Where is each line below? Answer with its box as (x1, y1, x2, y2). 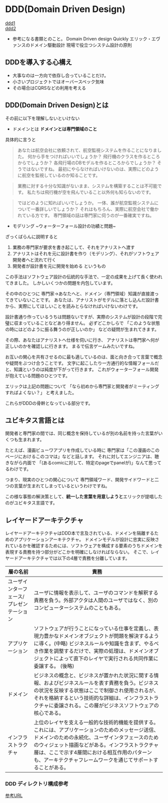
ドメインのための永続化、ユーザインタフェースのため (33, 734, 159, 741)
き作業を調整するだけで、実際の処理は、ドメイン (33, 648, 149, 655)
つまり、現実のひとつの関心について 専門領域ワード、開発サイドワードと (5, 477, 155, 483)
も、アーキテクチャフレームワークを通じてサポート (33, 756, 153, 763)
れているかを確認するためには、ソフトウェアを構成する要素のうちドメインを (5, 543, 163, 549)
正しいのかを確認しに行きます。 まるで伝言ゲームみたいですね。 (5, 343, 137, 349)
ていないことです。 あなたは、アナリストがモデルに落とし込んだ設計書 (13, 297, 159, 303)
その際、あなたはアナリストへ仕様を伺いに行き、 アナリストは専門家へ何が (5, 337, 159, 343)
